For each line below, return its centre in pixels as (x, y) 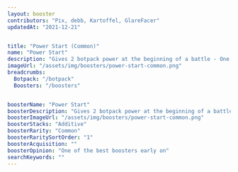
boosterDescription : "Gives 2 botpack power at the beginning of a (109, 111)
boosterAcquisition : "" (42, 144)
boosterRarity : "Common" (44, 131)
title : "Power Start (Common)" (53, 46)
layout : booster (31, 14)
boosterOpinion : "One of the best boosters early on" (89, 150)
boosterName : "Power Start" (49, 104)
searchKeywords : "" (36, 157)
